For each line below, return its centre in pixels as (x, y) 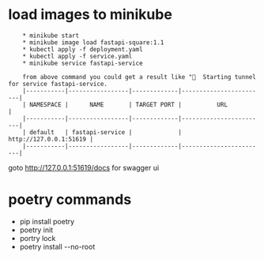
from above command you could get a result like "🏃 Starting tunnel (140, 77)
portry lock (38, 238)
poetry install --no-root (57, 246)
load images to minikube (90, 15)
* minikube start (51, 36)
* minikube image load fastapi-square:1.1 (93, 42)
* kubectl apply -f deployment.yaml (83, 49)
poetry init (36, 230)
